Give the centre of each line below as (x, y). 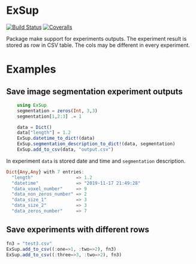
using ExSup (32, 105)
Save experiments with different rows (78, 229)
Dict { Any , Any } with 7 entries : (45, 172)
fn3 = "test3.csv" (29, 244)
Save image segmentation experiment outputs (94, 91)
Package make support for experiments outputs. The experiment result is (97, 38)
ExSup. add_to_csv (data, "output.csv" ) (65, 150)
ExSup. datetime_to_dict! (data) (56, 139)
